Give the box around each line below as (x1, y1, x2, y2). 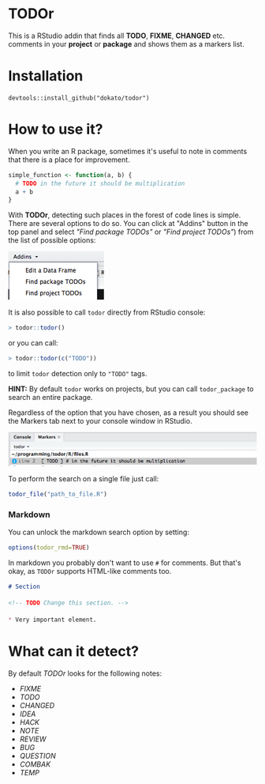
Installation (8, 67, 84, 85)
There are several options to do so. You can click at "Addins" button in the (8, 219, 248, 228)
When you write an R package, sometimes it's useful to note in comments (8, 146, 248, 156)
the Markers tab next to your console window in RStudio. (8, 416, 192, 426)
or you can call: (8, 338, 58, 348)
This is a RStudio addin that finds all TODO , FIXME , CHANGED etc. (8, 31, 226, 40)
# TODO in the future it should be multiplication (15, 179, 185, 187)
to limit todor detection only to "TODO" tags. (8, 369, 147, 379)
